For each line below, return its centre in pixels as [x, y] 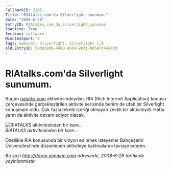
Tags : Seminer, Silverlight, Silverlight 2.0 [54, 44]
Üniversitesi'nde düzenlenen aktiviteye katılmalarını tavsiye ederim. [76, 145]
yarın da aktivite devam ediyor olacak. [45, 115]
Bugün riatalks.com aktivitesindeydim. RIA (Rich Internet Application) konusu [86, 98]
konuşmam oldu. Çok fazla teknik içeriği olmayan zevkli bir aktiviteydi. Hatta [85, 109]
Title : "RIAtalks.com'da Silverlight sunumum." [57, 15]
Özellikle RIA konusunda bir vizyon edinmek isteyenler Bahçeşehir [75, 140]
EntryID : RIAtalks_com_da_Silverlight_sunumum [56, 24]
